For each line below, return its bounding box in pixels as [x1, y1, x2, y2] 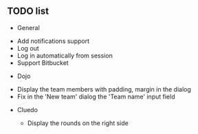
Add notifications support [16, 37, 89, 45]
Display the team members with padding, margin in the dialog [16, 85, 191, 93]
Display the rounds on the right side [27, 119, 129, 127]
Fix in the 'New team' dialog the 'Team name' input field [16, 92, 175, 100]
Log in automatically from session [16, 51, 113, 59]
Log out [16, 44, 39, 52]
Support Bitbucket [16, 58, 69, 67]
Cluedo [16, 105, 38, 113]
